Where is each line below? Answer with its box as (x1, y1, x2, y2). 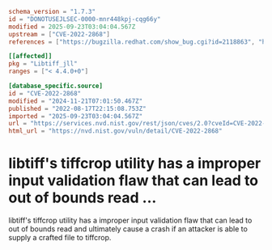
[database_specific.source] (8, 82, 104, 90)
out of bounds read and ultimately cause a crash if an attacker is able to (8, 224, 249, 234)
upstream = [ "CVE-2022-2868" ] (8, 30, 111, 38)
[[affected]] (8, 53, 53, 61)
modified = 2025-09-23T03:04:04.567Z (8, 23, 136, 31)
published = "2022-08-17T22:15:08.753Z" (8, 104, 147, 112)
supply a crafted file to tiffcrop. (8, 233, 112, 243)
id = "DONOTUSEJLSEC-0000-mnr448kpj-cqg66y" (8, 15, 161, 23)
